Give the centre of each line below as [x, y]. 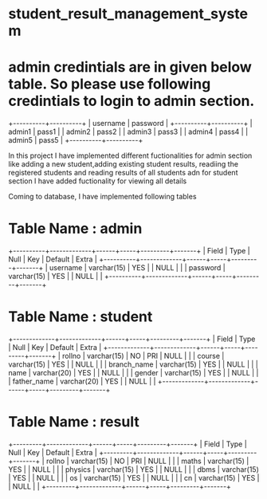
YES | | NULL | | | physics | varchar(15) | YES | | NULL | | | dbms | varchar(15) [133, 469]
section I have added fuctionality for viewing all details [98, 181]
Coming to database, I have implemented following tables [102, 197]
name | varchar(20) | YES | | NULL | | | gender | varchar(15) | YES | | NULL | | [133, 373]
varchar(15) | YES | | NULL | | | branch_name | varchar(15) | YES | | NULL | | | [133, 364]
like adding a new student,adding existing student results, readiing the [124, 164]
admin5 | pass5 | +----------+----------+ [76, 140]
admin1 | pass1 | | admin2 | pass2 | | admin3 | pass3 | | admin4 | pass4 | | [128, 132]
